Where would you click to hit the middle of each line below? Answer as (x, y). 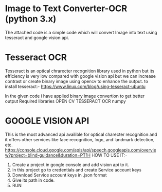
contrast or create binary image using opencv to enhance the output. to (77, 81)
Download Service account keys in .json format (59, 175)
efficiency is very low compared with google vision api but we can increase (81, 76)
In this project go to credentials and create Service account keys (77, 170)
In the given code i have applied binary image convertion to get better (75, 96)
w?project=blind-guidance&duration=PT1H (48, 155)
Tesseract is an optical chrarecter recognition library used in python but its (80, 71)
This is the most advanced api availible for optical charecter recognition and (81, 134)
